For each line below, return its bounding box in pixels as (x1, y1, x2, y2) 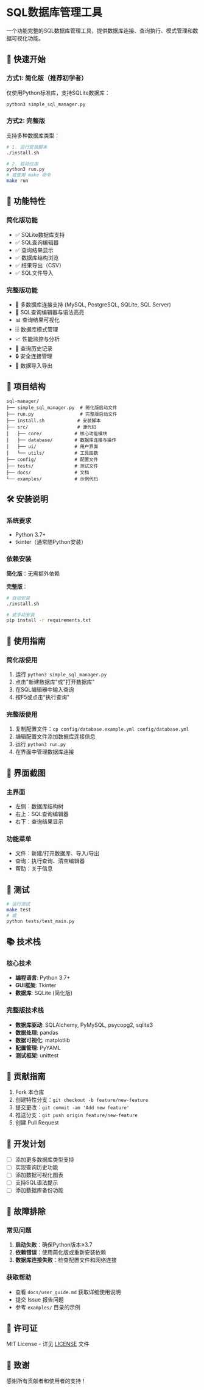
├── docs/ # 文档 (6, 469, 90, 476)
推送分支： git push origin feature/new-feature (15, 1112, 138, 1119)
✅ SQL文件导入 (15, 269, 54, 277)
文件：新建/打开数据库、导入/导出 (15, 850, 99, 857)
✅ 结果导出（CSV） (15, 261, 65, 269)
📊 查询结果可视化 (15, 316, 60, 324)
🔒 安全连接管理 (15, 352, 53, 360)
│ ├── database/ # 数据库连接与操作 (6, 437, 117, 443)
